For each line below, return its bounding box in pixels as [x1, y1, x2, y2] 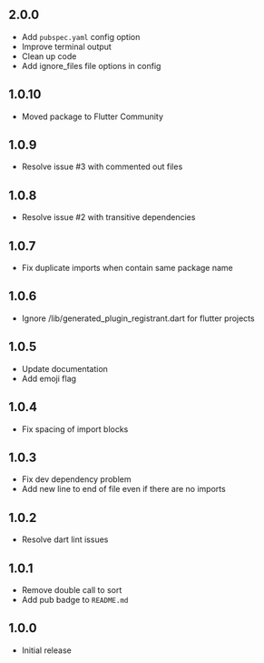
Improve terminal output [21, 41, 112, 52]
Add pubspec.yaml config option [21, 31, 141, 42]
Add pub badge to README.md [21, 594, 129, 605]
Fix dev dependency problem [21, 474, 132, 485]
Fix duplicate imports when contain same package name [21, 263, 233, 274]
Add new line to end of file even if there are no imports [21, 484, 226, 495]
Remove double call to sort [21, 584, 122, 595]
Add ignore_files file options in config [21, 60, 161, 71]
